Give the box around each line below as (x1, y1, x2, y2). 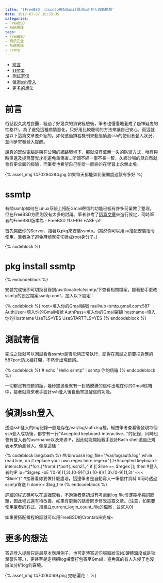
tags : (5, 30, 16, 34)
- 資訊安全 (5, 39, 24, 44)
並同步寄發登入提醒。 (5, 139, 48, 145)
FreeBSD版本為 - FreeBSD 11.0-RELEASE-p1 (13, 218, 101, 224)
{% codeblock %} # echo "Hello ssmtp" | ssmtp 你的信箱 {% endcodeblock (5, 367, 156, 373)
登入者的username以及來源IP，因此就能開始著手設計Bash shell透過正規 (13, 437, 156, 443)
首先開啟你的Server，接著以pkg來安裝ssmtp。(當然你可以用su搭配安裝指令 (5, 228, 155, 234)
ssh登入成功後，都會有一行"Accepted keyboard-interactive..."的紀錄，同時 (5, 431, 154, 437)
